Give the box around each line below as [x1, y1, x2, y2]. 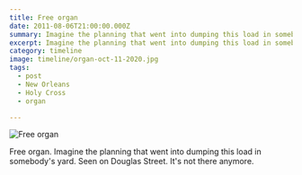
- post [17, 72, 42, 81]
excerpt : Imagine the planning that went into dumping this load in [9, 38, 271, 48]
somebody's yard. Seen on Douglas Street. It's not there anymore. [9, 156, 254, 167]
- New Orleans [17, 80, 70, 89]
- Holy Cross [17, 88, 67, 97]
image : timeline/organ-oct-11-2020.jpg [9, 55, 159, 64]
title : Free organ [9, 13, 78, 22]
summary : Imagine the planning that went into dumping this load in [9, 30, 271, 39]
